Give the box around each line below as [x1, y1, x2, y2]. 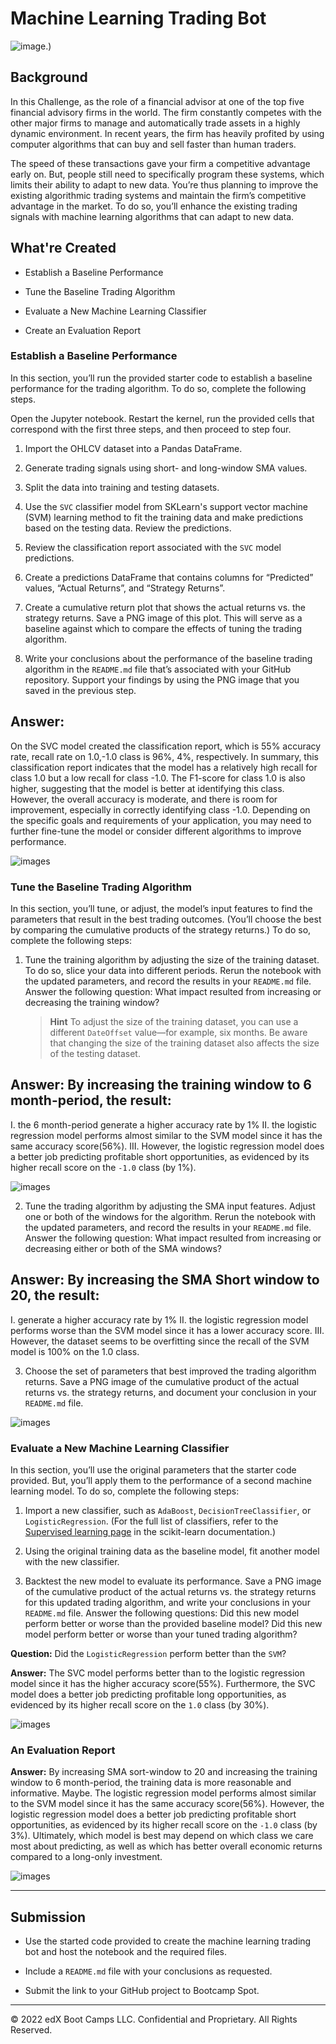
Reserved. [10, 2024, 53, 2036]
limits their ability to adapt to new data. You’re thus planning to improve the [10, 178, 319, 191]
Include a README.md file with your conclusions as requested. [24, 1965, 273, 1977]
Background [10, 69, 88, 86]
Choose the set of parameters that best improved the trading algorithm [24, 1365, 317, 1377]
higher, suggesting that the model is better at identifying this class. [10, 782, 285, 794]
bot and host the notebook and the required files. [24, 1946, 228, 1957]
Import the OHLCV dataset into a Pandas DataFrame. [24, 442, 243, 454]
